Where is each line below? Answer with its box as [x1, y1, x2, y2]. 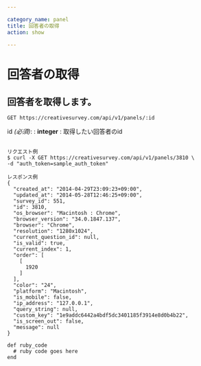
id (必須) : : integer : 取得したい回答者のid [7, 128, 123, 136]
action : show [7, 29, 45, 36]
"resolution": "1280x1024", [13, 228, 94, 235]
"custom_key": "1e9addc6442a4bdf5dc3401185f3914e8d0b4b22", [13, 312, 189, 319]
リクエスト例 [7, 148, 38, 155]
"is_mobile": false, [13, 294, 72, 301]
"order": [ [13, 252, 45, 259]
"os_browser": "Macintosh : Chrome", [13, 210, 121, 217]
